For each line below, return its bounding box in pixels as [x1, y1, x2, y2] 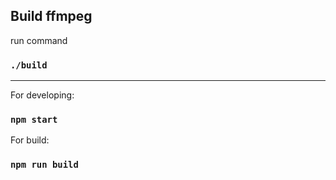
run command [10, 34, 68, 46]
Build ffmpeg [10, 8, 93, 25]
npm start [10, 114, 58, 126]
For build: [10, 134, 50, 146]
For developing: [10, 89, 75, 101]
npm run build [10, 159, 79, 171]
